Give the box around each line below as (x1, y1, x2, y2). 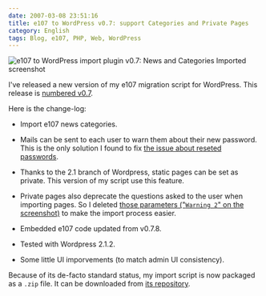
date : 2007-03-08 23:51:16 (8, 11, 99, 20)
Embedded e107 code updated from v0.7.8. (19, 224, 162, 234)
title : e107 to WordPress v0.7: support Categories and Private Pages (8, 19, 249, 27)
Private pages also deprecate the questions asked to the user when (19, 191, 243, 201)
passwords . (19, 152, 58, 162)
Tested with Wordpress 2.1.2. (19, 239, 116, 249)
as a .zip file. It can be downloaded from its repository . (8, 279, 191, 289)
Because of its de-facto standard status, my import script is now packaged (8, 270, 256, 280)
